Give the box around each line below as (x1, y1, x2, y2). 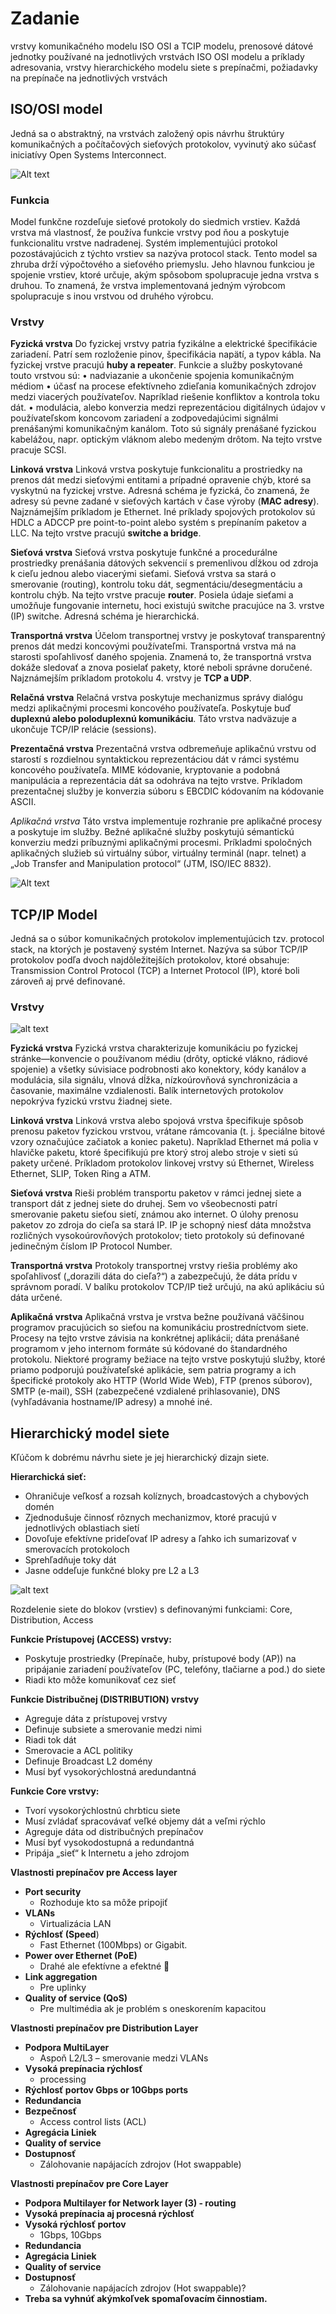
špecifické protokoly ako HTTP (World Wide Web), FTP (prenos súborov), (10, 1375, 313, 1387)
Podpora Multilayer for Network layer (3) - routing (24, 2197, 237, 2209)
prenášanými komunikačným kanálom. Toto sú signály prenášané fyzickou (10, 423, 317, 435)
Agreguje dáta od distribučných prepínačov (24, 1826, 204, 1838)
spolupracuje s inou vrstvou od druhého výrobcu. (10, 290, 214, 302)
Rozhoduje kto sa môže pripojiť (39, 1897, 168, 1909)
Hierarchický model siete (10, 1425, 170, 1442)
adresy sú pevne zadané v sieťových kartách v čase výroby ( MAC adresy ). (10, 495, 320, 507)
